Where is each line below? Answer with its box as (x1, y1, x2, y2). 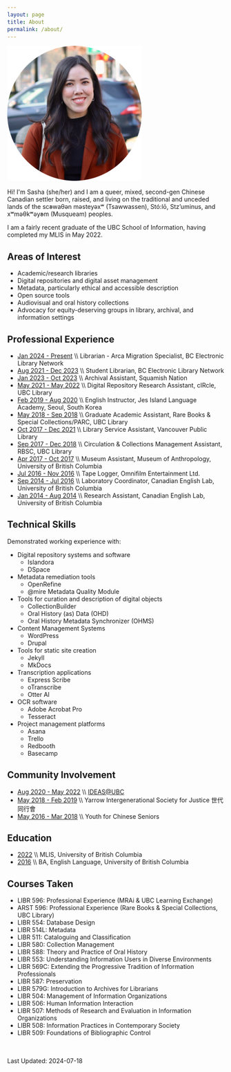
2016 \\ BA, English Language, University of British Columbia (17, 858, 189, 866)
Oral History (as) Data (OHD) (27, 609, 109, 617)
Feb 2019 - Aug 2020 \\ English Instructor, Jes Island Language (17, 396, 197, 404)
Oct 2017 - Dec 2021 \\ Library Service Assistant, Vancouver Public (17, 426, 208, 433)
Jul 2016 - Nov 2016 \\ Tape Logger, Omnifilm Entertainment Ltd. (17, 469, 201, 478)
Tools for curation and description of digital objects (17, 594, 163, 603)
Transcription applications (17, 668, 92, 676)
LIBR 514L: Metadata (17, 926, 76, 934)
